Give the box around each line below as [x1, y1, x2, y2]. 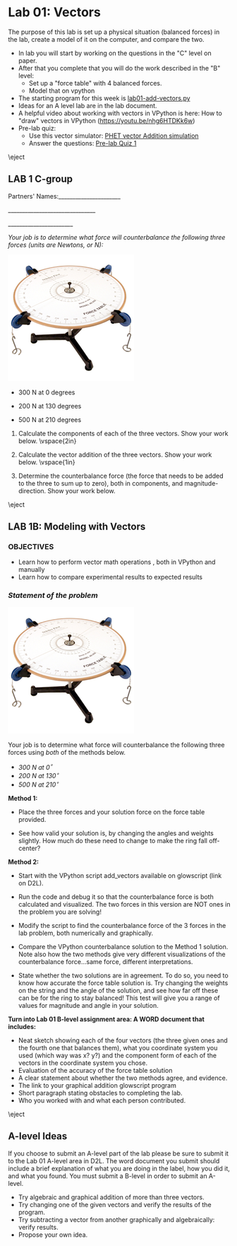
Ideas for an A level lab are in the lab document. [18, 101, 157, 110]
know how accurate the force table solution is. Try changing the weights [18, 978, 229, 987]
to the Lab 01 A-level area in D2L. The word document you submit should [8, 1156, 220, 1165]
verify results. [18, 1223, 59, 1231]
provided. [18, 815, 47, 823]
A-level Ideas [8, 1130, 68, 1142]
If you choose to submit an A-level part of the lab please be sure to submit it [8, 1149, 229, 1158]
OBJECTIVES [8, 542, 54, 552]
